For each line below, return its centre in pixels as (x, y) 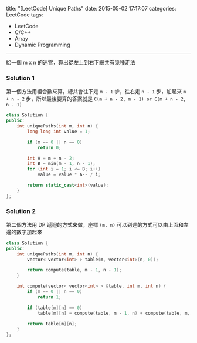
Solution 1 (20, 78)
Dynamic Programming (42, 45)
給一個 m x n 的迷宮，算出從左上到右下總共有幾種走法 (71, 62)
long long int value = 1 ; (59, 132)
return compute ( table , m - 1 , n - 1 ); (74, 270)
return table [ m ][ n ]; (52, 324)
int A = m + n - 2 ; (51, 158)
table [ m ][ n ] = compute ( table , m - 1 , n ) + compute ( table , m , (114, 313)
